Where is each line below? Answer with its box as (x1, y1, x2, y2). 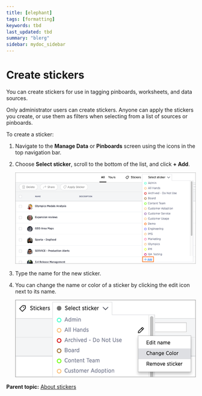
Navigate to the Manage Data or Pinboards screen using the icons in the (14, 142, 195, 149)
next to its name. (14, 288, 57, 295)
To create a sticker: (6, 130, 54, 138)
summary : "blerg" (6, 35, 50, 42)
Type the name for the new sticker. (14, 269, 102, 277)
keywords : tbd (6, 22, 42, 28)
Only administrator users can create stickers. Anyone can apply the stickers (6, 106, 194, 113)
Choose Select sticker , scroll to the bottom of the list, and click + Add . (14, 160, 191, 168)
